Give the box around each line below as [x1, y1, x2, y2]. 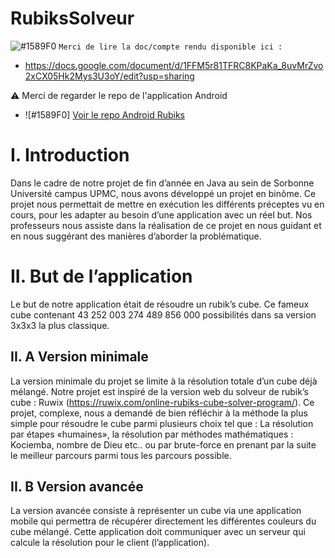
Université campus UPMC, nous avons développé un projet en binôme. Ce [10, 187, 317, 199]
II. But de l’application [10, 265, 193, 288]
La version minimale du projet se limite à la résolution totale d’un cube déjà [10, 375, 318, 387]
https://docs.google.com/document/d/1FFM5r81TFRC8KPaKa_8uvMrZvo [24, 59, 324, 71]
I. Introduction [10, 144, 130, 167]
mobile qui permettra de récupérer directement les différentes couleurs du [10, 515, 317, 527]
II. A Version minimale [10, 348, 149, 366]
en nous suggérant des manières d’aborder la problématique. [10, 230, 262, 242]
